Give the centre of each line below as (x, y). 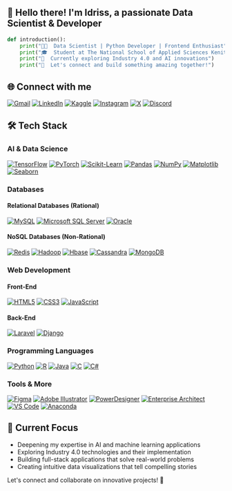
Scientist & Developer (55, 24)
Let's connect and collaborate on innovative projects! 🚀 (86, 480)
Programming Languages (51, 351)
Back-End (21, 318)
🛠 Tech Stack (37, 126)
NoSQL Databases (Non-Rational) (56, 237)
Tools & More (30, 384)
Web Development (39, 270)
